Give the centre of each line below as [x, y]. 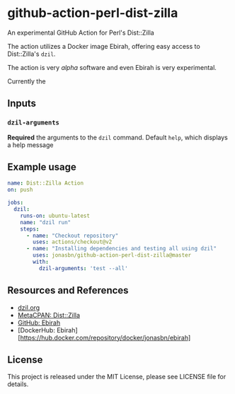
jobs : [15, 203]
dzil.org [29, 307]
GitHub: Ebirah [39, 323]
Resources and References [68, 290]
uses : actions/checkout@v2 [73, 242]
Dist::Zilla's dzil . [31, 54]
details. [18, 384]
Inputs [22, 104]
